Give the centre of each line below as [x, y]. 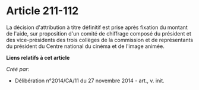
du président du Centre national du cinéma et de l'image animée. [85, 46]
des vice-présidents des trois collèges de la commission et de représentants [100, 40]
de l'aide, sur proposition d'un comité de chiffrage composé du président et [99, 33]
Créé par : [18, 69]
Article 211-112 [42, 11]
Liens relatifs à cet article [38, 57]
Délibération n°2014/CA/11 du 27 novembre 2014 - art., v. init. [89, 81]
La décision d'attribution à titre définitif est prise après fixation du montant [97, 27]
